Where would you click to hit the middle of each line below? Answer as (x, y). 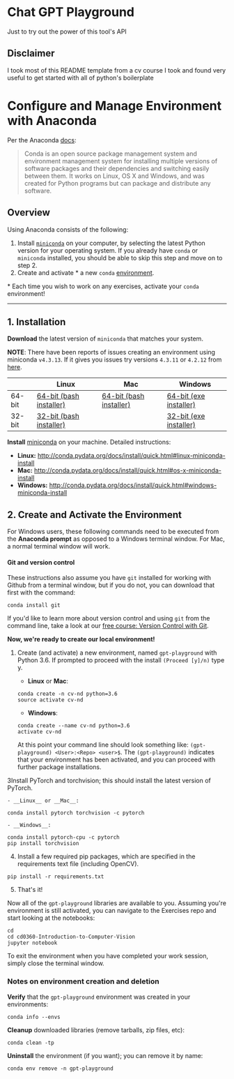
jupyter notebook (32, 943)
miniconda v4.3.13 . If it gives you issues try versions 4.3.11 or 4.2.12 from (115, 359)
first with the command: (41, 593)
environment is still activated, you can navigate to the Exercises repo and (112, 911)
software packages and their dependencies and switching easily (117, 168)
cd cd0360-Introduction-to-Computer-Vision (71, 937)
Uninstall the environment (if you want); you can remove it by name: (105, 1055)
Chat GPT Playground (71, 12)
